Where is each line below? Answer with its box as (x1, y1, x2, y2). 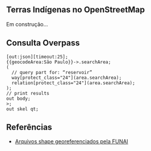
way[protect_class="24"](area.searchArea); (11, 75, 122, 81)
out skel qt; (6, 106, 39, 112)
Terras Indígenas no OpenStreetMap (6, 5, 145, 15)
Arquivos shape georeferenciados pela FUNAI (14, 138, 129, 145)
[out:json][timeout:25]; (6, 54, 68, 60)
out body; (6, 95, 31, 101)
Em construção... (6, 20, 49, 27)
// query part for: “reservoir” (11, 69, 93, 75)
